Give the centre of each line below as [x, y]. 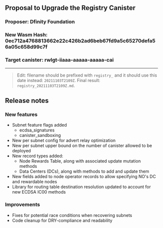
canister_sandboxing [40, 135]
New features [21, 114]
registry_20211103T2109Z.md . [46, 85]
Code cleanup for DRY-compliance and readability [62, 220]
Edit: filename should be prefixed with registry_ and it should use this [87, 75]
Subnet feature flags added [39, 125]
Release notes [27, 101]
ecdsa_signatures [37, 130]
